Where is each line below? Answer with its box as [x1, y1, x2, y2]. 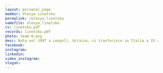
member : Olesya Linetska [5, 12, 55, 16]
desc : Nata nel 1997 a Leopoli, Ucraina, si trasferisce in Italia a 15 [5, 38, 155, 43]
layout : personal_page [5, 7, 51, 12]
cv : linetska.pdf [5, 25, 40, 30]
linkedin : [5, 51, 25, 57]
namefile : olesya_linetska [5, 20, 60, 25]
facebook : [5, 43, 25, 48]
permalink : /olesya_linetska [5, 16, 64, 21]
